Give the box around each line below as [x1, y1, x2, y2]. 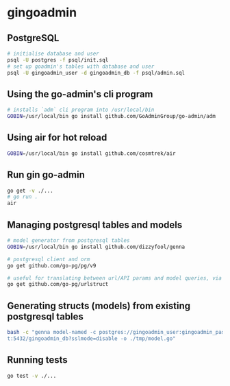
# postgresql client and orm [7, 256, 90, 263]
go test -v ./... [7, 372, 57, 379]
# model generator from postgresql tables [7, 237, 130, 244]
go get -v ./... [7, 187, 53, 194]
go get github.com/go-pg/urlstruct [7, 281, 109, 288]
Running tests [7, 354, 68, 366]
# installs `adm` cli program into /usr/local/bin [7, 106, 155, 114]
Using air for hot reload [7, 132, 107, 143]
